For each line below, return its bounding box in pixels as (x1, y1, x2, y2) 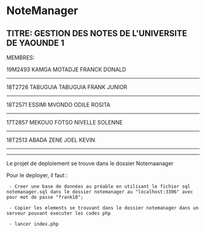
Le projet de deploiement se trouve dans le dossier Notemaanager (6, 160, 174, 167)
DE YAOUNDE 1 (6, 37, 64, 48)
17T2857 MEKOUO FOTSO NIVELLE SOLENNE (6, 119, 123, 126)
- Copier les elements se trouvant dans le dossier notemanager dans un (9, 205, 199, 211)
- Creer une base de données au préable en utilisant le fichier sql (9, 183, 191, 189)
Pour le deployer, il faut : (6, 172, 68, 178)
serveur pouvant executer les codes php (6, 210, 112, 216)
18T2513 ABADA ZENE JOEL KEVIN (6, 136, 96, 143)
